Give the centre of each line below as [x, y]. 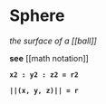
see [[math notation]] [49, 58]
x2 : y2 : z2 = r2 [44, 75]
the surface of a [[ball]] [53, 41]
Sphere [37, 16]
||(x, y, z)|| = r [44, 90]
